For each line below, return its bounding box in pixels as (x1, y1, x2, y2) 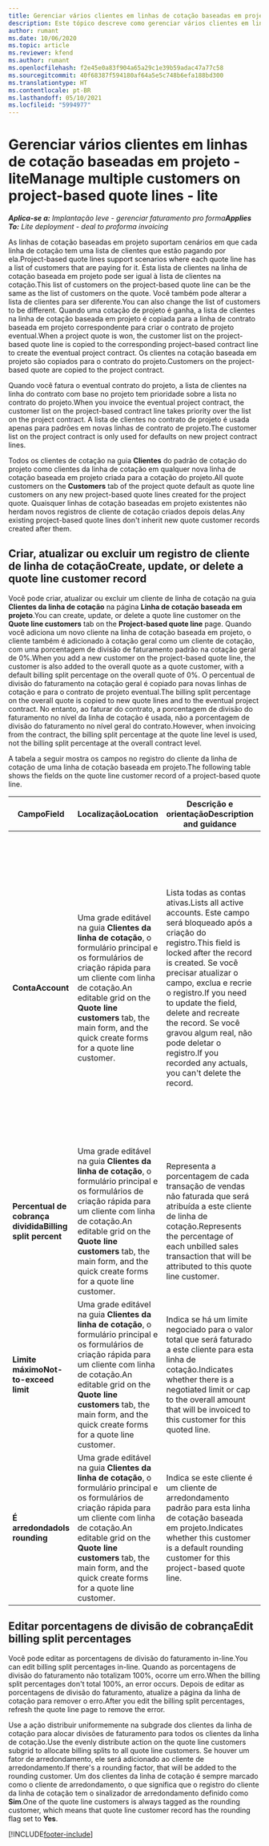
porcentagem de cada (166, 1170, 250, 1182)
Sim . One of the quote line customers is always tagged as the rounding (8, 1796, 240, 1806)
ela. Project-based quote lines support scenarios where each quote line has (8, 254, 256, 265)
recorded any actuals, (166, 1057, 248, 1068)
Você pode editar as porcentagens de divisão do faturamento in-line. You (8, 1653, 248, 1663)
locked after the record (166, 947, 252, 958)
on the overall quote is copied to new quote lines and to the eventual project (8, 695, 259, 705)
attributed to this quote (166, 1260, 252, 1271)
